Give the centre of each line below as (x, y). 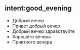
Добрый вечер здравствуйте (43, 31)
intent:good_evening (38, 8)
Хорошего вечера (31, 36)
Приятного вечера (32, 42)
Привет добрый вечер (36, 26)
